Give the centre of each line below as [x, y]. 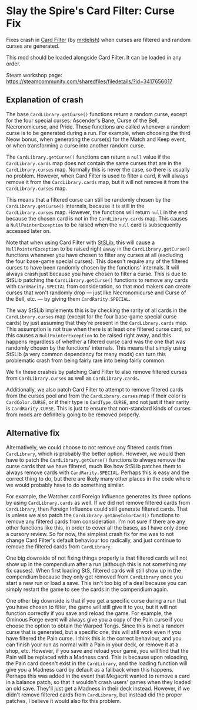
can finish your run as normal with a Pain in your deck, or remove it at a [92, 645]
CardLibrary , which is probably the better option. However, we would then [96, 453]
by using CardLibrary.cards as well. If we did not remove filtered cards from [98, 502]
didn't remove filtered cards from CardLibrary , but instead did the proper [94, 695]
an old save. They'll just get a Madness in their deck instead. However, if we [98, 688]
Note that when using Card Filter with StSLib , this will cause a [81, 242]
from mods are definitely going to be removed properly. [73, 415]
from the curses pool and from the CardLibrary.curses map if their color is [96, 396]
